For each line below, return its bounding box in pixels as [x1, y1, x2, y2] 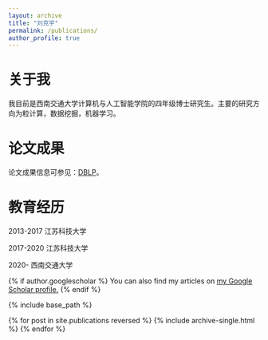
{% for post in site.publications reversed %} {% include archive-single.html [8, 316, 255, 326]
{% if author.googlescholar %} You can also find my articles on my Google [8, 276, 253, 286]
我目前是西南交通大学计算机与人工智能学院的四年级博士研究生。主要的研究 [8, 99, 253, 109]
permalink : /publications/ [8, 26, 98, 34]
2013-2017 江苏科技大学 [8, 227, 87, 236]
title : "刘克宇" [8, 19, 59, 27]
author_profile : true [8, 34, 81, 42]
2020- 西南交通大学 [8, 260, 73, 270]
